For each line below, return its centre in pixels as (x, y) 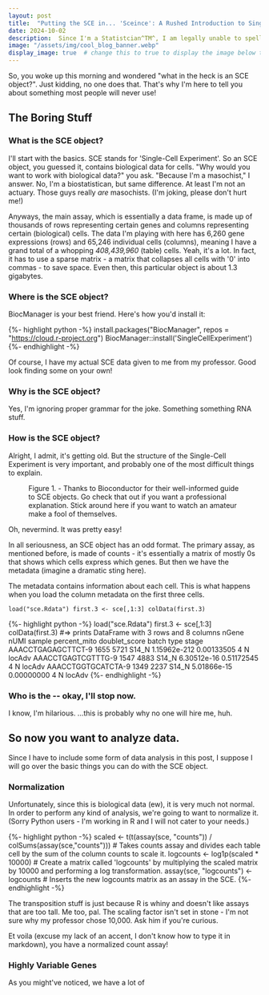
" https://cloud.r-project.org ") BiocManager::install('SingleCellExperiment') (130, 338)
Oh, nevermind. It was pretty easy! (65, 529)
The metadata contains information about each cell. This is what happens (129, 586)
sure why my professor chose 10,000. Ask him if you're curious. (113, 920)
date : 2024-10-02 (37, 30)
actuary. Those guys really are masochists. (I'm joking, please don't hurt (127, 192)
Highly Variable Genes (53, 965)
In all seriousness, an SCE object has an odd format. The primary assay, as (132, 545)
